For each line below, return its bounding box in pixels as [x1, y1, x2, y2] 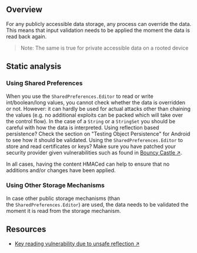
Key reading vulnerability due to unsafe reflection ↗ [14, 240, 140, 247]
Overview [6, 5, 43, 15]
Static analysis [6, 61, 62, 71]
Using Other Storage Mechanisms [6, 181, 105, 189]
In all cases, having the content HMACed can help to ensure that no [6, 160, 170, 167]
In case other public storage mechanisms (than [6, 195, 121, 202]
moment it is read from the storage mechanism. [6, 207, 121, 214]
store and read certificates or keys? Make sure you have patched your [6, 143, 176, 150]
